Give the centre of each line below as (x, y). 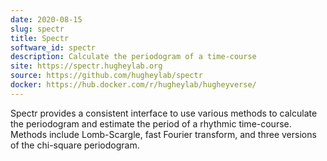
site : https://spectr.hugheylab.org (86, 66)
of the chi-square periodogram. (75, 145)
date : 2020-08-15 (46, 19)
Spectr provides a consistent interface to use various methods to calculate (164, 113)
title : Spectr (40, 38)
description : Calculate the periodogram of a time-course (133, 57)
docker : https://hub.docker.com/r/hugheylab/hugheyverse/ (133, 85)
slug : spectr (37, 29)
